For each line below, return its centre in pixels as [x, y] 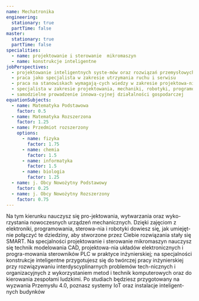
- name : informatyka [47, 161]
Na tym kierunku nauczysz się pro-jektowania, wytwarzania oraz [85, 216]
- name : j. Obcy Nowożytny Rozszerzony [61, 194]
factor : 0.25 [33, 188]
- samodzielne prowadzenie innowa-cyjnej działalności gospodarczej [98, 94]
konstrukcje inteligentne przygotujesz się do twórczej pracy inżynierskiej [95, 260]
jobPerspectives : [28, 67]
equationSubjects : [29, 100]
